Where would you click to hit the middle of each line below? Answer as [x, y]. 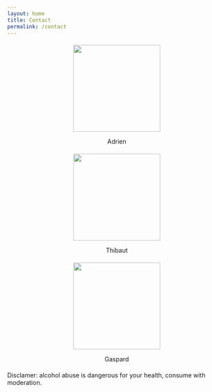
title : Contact [29, 20]
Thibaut [117, 250]
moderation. [25, 383]
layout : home [26, 14]
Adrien [117, 142]
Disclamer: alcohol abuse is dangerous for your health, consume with [106, 375]
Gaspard [117, 359]
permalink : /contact [37, 26]
